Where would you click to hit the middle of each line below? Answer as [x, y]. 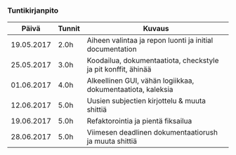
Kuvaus [156, 29]
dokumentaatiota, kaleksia [130, 90]
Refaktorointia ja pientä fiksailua [139, 121]
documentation [112, 49]
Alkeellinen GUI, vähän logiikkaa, [140, 81]
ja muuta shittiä [112, 141]
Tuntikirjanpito [33, 11]
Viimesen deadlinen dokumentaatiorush [152, 133]
